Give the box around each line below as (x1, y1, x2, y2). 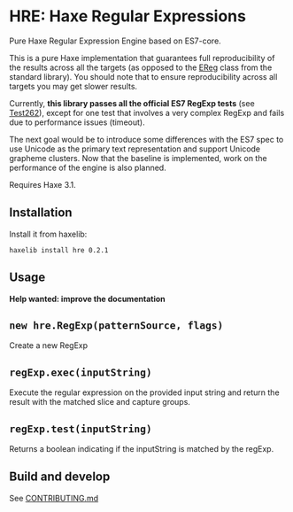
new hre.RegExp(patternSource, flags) (9, 319, 224, 331)
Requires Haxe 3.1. (9, 179, 77, 190)
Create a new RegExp (9, 340, 89, 351)
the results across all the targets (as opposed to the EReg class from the (9, 62, 273, 73)
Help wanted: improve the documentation (9, 293, 166, 304)
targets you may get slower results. (9, 81, 138, 91)
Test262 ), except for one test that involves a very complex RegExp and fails (9, 107, 285, 118)
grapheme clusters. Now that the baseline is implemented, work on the (9, 152, 267, 163)
